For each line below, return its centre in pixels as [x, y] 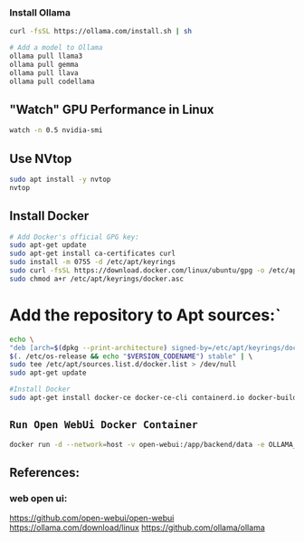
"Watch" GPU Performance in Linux [112, 109]
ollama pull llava [44, 73]
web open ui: [38, 498]
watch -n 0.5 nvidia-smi [56, 130]
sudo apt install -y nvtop [60, 180]
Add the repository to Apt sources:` [145, 315]
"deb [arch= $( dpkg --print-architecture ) [89, 347]
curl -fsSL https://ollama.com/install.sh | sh [101, 32]
